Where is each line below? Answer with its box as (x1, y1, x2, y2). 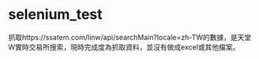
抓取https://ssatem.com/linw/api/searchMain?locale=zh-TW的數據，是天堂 (8, 32, 252, 42)
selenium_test (8, 6, 103, 24)
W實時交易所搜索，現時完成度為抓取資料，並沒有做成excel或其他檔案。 (8, 42, 240, 52)
